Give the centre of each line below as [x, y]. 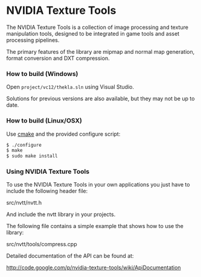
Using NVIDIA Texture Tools [48, 171]
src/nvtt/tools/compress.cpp [42, 244]
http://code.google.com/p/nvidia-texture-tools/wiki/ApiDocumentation [94, 268]
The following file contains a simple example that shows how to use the [95, 226]
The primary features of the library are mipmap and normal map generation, [101, 51]
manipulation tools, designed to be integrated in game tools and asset [93, 33]
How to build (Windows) [42, 74]
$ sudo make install [32, 156]
